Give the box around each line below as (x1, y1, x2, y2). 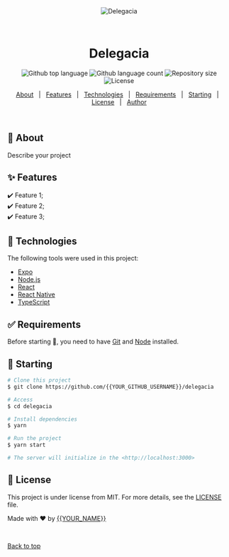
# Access (7, 396, 33, 403)
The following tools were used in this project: (7, 254, 139, 263)
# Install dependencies (7, 415, 78, 423)
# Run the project (7, 435, 62, 442)
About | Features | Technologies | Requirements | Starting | (16, 90, 219, 99)
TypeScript (17, 298, 50, 307)
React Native (17, 290, 55, 299)
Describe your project (7, 150, 71, 159)
